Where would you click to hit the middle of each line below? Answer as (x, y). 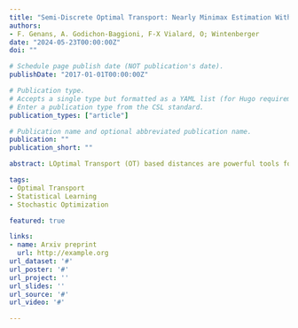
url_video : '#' (37, 302)
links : (21, 237)
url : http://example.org (63, 254)
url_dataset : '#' (41, 262)
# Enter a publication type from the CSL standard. (106, 107)
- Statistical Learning (53, 196)
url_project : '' (39, 277)
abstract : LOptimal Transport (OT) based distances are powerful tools (144, 164)
